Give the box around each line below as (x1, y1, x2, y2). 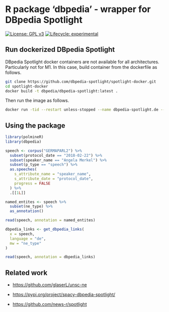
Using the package (5, 121, 65, 130)
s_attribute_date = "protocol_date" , (14, 176, 94, 181)
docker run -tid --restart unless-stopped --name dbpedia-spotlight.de (5, 107, 158, 113)
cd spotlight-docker (5, 84, 49, 89)
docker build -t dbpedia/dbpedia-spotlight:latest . (5, 88, 118, 93)
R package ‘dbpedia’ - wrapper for (5, 4, 151, 15)
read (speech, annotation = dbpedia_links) (5, 255, 96, 260)
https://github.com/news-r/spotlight (12, 301, 87, 307)
